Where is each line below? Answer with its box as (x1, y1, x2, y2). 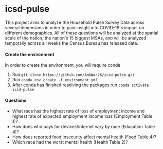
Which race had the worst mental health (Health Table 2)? (12, 139, 128, 145)
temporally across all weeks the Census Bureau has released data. (5, 40, 139, 46)
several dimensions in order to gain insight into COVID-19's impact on (5, 24, 145, 30)
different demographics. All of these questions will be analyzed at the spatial (5, 30, 159, 36)
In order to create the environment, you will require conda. (5, 62, 122, 68)
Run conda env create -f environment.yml (12, 77, 98, 83)
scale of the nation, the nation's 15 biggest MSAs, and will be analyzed (5, 35, 146, 41)
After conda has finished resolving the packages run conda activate (12, 82, 149, 88)
